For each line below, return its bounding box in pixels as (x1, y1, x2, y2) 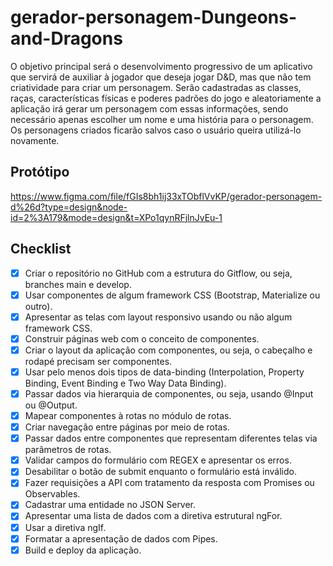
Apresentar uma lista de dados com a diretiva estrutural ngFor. (24, 510, 283, 522)
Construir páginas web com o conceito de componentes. (24, 332, 260, 345)
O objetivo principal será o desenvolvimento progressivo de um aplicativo (10, 60, 313, 72)
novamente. (10, 134, 60, 146)
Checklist (10, 241, 72, 258)
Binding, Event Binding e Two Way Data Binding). (24, 377, 227, 389)
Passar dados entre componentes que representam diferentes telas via (24, 432, 318, 445)
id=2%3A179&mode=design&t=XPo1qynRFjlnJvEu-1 (10, 211, 223, 223)
